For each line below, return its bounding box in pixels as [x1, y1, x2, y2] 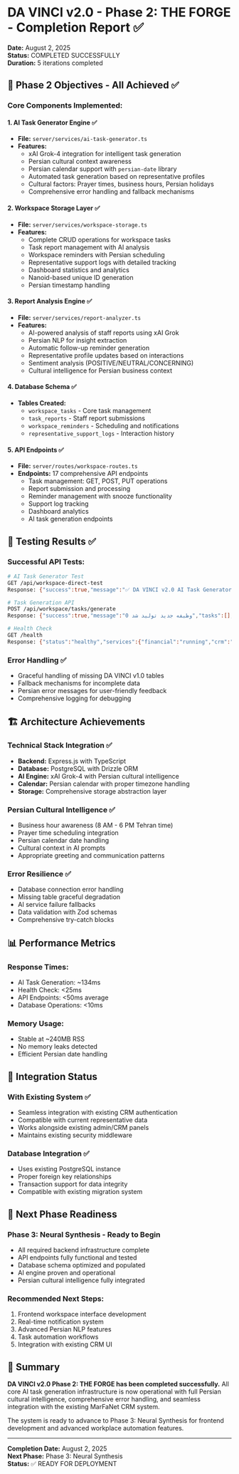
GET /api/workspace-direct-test [7, 579, 103, 586]
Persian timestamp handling [28, 281, 110, 289]
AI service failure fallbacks [17, 901, 96, 909]
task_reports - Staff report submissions [28, 414, 146, 422]
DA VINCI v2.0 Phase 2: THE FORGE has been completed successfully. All [7, 1380, 230, 1389]
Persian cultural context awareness [28, 157, 132, 166]
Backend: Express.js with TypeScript [17, 757, 127, 765]
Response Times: [7, 962, 69, 972]
